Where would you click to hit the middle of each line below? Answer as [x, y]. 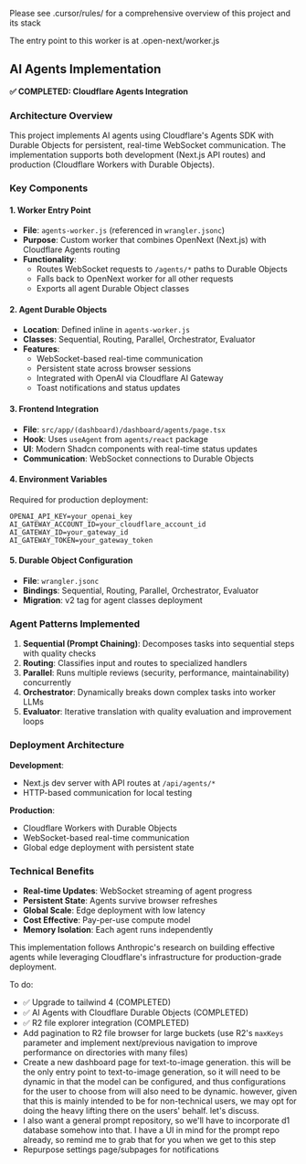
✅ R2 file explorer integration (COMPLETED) [106, 1022]
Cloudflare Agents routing [71, 249]
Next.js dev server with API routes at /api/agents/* [119, 783]
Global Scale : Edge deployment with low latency [114, 910]
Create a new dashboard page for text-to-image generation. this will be [157, 1062]
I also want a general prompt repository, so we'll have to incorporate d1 [156, 1120]
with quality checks [59, 653]
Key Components [49, 188]
